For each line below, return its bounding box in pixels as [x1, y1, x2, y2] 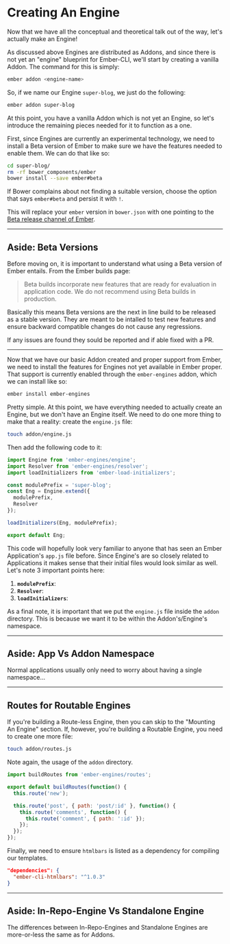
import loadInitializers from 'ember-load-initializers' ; [7, 469, 176, 476]
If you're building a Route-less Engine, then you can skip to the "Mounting [7, 718, 216, 726]
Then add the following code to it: [7, 443, 103, 451]
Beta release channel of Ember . [7, 215, 96, 223]
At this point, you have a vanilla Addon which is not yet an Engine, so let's [7, 114, 214, 122]
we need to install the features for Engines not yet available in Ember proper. [7, 363, 222, 371]
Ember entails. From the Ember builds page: [7, 267, 131, 275]
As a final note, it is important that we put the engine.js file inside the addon [7, 607, 220, 615]
